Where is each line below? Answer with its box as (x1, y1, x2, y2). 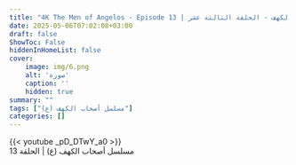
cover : (9, 54, 34, 63)
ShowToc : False (9, 37, 66, 47)
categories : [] (9, 112, 66, 121)
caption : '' (25, 79, 69, 88)
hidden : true (25, 87, 74, 96)
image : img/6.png (25, 63, 90, 72)
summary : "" (9, 95, 53, 105)
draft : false (9, 29, 58, 38)
